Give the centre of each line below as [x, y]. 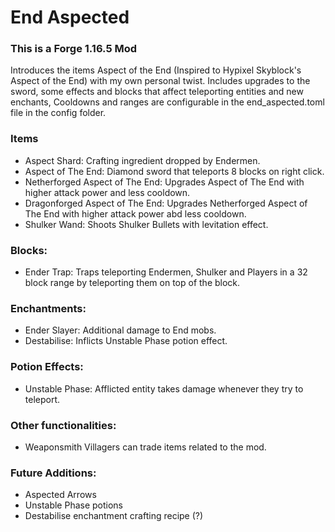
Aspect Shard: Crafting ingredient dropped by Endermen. [142, 160]
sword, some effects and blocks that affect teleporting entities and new [157, 92]
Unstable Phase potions [74, 505]
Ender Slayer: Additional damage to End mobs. [120, 330]
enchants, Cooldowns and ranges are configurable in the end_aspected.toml [167, 102]
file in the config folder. [58, 113]
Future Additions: [53, 473]
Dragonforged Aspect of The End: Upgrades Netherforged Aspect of [166, 203]
